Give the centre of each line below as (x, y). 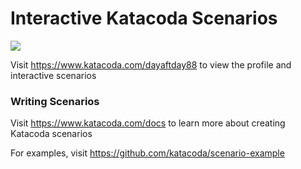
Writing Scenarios (55, 101)
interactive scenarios (53, 75)
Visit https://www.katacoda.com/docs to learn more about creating (148, 123)
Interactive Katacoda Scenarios (144, 18)
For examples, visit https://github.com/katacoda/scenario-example (147, 153)
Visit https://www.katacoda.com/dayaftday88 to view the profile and (151, 64)
